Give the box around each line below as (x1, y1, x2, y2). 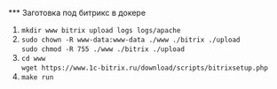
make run (20, 73, 54, 82)
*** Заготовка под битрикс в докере (8, 8, 146, 18)
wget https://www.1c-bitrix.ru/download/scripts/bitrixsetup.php (20, 63, 268, 72)
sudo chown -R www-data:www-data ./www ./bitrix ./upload (20, 35, 241, 44)
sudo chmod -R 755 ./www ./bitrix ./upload (20, 45, 186, 54)
